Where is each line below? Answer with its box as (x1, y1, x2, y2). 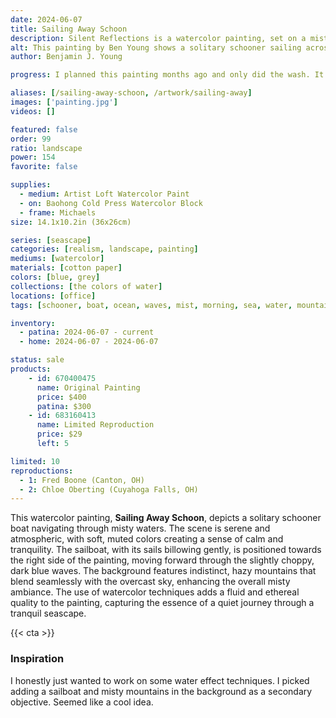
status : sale (10, 355, 65, 365)
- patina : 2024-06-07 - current (19, 327, 155, 338)
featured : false (10, 124, 78, 135)
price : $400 (36, 392, 87, 402)
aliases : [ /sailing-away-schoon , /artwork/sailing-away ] (10, 88, 253, 98)
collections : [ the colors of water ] (10, 281, 163, 291)
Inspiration (10, 652, 65, 666)
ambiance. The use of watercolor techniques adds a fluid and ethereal (10, 586, 300, 598)
